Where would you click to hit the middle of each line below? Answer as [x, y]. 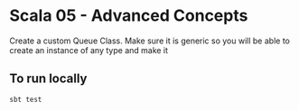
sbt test [26, 99]
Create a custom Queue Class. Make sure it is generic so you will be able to [150, 41]
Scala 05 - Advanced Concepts [129, 16]
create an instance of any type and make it [89, 50]
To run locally [48, 79]
